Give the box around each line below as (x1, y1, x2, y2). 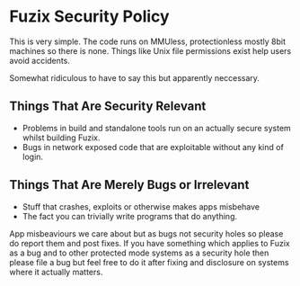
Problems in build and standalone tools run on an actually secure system (22, 122, 292, 133)
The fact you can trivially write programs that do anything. (22, 210, 238, 221)
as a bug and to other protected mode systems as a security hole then (9, 247, 269, 258)
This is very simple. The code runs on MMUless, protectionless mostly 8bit (9, 36, 286, 47)
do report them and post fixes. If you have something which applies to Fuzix (9, 237, 290, 248)
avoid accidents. (9, 55, 70, 66)
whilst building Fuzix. (22, 132, 101, 143)
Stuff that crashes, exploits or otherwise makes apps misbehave (22, 201, 260, 212)
